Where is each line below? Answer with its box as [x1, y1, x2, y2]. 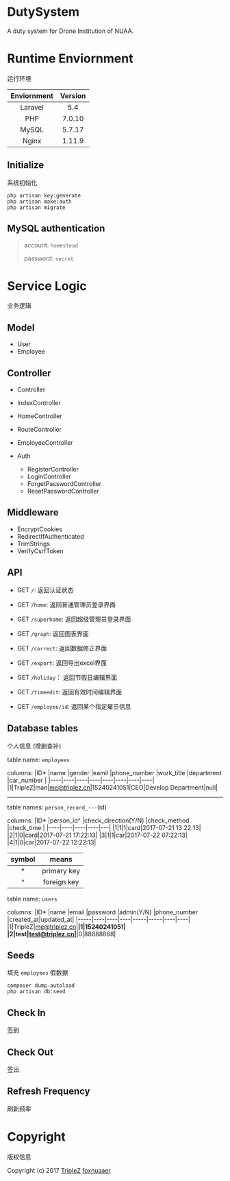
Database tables [7, 722, 79, 734]
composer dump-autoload [7, 982, 75, 989]
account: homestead [23, 241, 79, 249]
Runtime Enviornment [7, 51, 133, 66]
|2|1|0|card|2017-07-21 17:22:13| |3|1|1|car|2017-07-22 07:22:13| [7, 831, 188, 839]
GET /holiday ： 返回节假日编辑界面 [16, 673, 118, 681]
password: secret [23, 254, 74, 263]
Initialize [7, 159, 44, 171]
